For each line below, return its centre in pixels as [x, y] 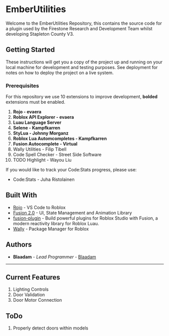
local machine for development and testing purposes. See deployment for [82, 67]
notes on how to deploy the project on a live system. [60, 73]
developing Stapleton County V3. [40, 34]
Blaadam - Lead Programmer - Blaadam [55, 257]
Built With [21, 195]
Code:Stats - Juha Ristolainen [44, 179]
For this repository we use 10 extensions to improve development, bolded [81, 97]
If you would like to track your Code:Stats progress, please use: [71, 170]
